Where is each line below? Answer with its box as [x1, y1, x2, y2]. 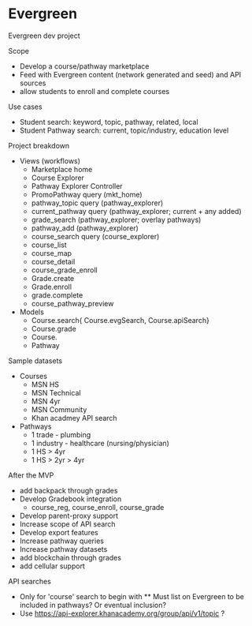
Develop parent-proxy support [19, 511, 119, 520]
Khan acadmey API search [31, 413, 117, 422]
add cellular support [19, 561, 85, 571]
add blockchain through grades [19, 553, 122, 562]
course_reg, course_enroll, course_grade [31, 502, 165, 512]
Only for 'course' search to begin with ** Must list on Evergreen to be [19, 591, 244, 601]
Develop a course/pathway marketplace [19, 61, 150, 71]
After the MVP [8, 470, 54, 480]
